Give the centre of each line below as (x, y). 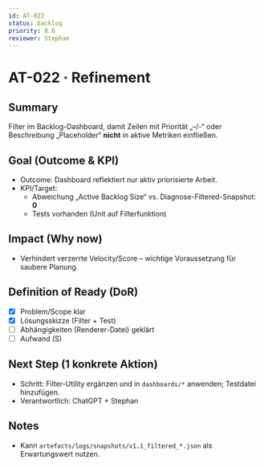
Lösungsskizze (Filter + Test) (68, 320)
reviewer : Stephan (39, 38)
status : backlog (35, 23)
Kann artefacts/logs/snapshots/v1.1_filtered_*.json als (116, 445)
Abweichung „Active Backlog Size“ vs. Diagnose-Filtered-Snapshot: (144, 197)
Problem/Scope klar (53, 311)
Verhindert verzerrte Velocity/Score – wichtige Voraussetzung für (128, 258)
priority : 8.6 (32, 30)
